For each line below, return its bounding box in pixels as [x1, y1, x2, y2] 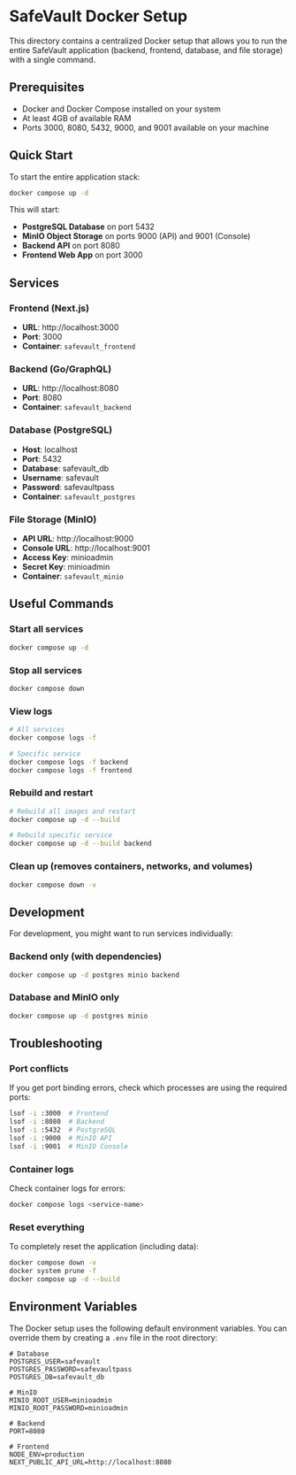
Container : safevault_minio [21, 571, 124, 581]
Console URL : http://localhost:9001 [21, 542, 150, 554]
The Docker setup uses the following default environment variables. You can [9, 1323, 287, 1333]
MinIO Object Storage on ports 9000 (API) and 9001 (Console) [21, 231, 251, 242]
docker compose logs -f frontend [9, 765, 133, 775]
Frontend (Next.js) [9, 302, 90, 314]
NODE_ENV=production [9, 1449, 86, 1459]
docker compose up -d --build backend [9, 839, 152, 849]
